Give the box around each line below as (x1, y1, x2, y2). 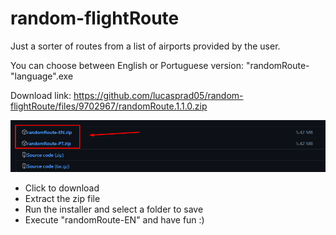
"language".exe (10, 70, 74, 82)
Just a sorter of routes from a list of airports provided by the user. (10, 40, 281, 52)
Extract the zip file (24, 192, 101, 204)
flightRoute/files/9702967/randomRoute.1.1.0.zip (10, 100, 208, 112)
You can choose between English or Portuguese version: (10, 59, 244, 71)
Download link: (10, 89, 72, 101)
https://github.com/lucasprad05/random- (73, 89, 244, 101)
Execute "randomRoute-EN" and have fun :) (24, 213, 205, 226)
